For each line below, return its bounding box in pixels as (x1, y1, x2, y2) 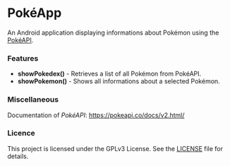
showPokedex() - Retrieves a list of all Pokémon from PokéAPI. (17, 69, 202, 78)
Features (7, 53, 39, 63)
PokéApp (7, 5, 62, 21)
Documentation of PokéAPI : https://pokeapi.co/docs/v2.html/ (7, 111, 185, 119)
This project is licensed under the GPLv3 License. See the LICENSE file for (7, 144, 224, 153)
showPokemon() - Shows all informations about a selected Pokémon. (17, 77, 220, 85)
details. (7, 152, 29, 160)
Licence (7, 129, 35, 138)
